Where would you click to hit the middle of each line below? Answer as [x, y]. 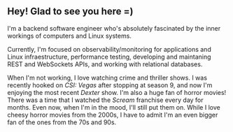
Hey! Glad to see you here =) [70, 12]
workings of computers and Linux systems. [69, 36]
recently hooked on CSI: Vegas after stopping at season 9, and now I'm [110, 85]
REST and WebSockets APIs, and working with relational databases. [105, 64]
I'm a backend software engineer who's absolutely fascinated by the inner [114, 28]
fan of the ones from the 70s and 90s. [62, 122]
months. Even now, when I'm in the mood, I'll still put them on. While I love [114, 107]
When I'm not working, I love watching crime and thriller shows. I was [107, 78]
